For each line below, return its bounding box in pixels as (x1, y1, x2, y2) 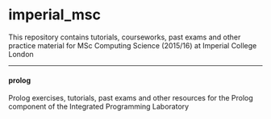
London (8, 49, 34, 59)
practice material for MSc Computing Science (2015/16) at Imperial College (8, 40, 257, 50)
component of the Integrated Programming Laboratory (8, 102, 190, 112)
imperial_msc (8, 6, 101, 24)
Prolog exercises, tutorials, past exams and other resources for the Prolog (8, 93, 254, 103)
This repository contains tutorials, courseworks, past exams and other (8, 32, 241, 42)
